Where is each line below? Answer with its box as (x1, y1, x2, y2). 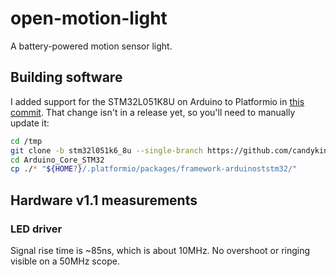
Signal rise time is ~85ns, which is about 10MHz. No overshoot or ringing (10, 244, 311, 256)
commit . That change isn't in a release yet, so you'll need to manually (10, 106, 296, 118)
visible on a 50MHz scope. (10, 255, 120, 267)
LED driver (10, 222, 63, 236)
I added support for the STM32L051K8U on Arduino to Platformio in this (10, 95, 305, 107)
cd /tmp (10, 136, 43, 146)
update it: (10, 117, 50, 129)
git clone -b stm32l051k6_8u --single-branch (10, 145, 203, 156)
